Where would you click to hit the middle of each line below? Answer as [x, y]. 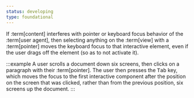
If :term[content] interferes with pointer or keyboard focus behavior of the [95, 33]
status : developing [30, 11]
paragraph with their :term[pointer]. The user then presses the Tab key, [92, 70]
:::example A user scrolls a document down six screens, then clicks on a [93, 64]
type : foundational [30, 17]
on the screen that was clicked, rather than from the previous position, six [95, 82]
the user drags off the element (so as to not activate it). [72, 52]
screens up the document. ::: [41, 89]
